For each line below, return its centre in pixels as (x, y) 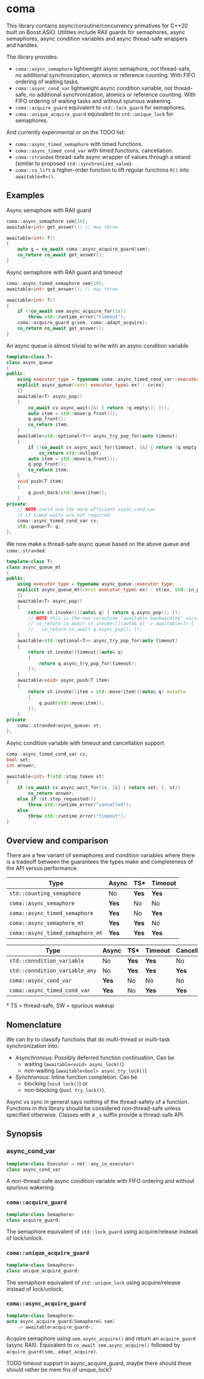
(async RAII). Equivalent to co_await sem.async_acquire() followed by (93, 1345)
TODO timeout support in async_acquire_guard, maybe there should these (99, 1363)
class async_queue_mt (34, 567)
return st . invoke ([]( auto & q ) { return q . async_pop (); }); (104, 612)
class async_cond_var (34, 1170)
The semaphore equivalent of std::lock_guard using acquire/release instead (102, 1232)
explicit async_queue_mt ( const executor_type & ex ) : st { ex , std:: (103, 590)
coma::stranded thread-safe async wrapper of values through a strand (103, 156)
